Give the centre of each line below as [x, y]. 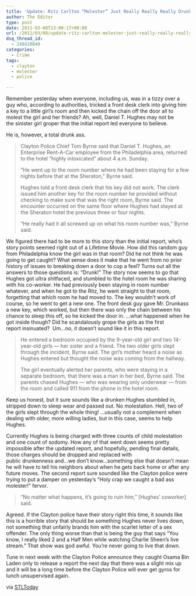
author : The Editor [30, 17]
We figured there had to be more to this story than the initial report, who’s [94, 241]
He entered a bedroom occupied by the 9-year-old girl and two [96, 340]
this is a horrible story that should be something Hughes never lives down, [95, 521]
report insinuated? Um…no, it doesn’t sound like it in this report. [83, 328]
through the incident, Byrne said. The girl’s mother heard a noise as [101, 352]
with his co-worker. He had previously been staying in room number [87, 285]
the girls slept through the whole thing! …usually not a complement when [94, 412]
